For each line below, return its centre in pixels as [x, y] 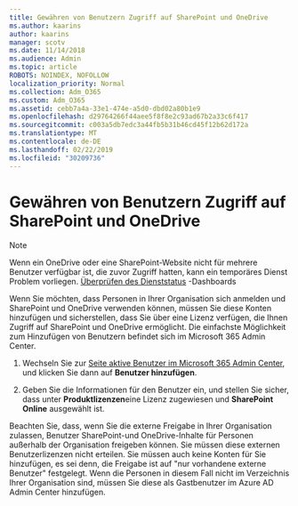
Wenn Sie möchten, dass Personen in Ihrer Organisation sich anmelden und [148, 299]
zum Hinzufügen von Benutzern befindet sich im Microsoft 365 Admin [137, 337]
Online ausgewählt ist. [63, 409]
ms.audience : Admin [45, 59]
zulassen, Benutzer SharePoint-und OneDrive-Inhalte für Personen [131, 436]
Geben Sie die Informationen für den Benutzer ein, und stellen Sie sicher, [155, 390]
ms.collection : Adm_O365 [55, 92]
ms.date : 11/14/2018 [48, 51]
